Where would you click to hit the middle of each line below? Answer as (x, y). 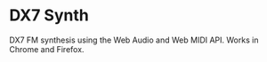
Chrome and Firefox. (47, 49)
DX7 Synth (49, 15)
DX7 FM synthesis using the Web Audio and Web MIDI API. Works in (134, 40)
